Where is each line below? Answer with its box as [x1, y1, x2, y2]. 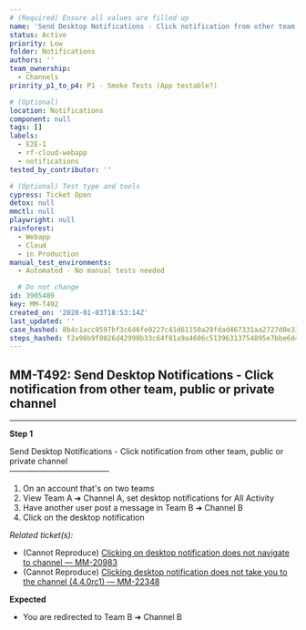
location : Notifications [9, 106, 104, 115]
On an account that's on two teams [22, 483, 155, 494]
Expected [9, 594, 47, 605]
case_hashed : [9, 325, 59, 334]
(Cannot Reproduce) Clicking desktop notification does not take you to [22, 566, 288, 578]
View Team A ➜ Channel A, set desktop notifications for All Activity [22, 493, 275, 503]
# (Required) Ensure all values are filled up [9, 13, 189, 23]
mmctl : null [9, 207, 55, 217]
